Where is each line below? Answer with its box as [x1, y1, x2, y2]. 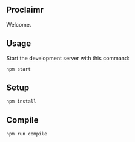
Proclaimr [6, 5, 44, 15]
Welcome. [6, 21, 31, 28]
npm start [6, 66, 31, 72]
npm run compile [6, 131, 47, 137]
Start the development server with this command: [6, 54, 130, 62]
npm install [6, 98, 36, 105]
